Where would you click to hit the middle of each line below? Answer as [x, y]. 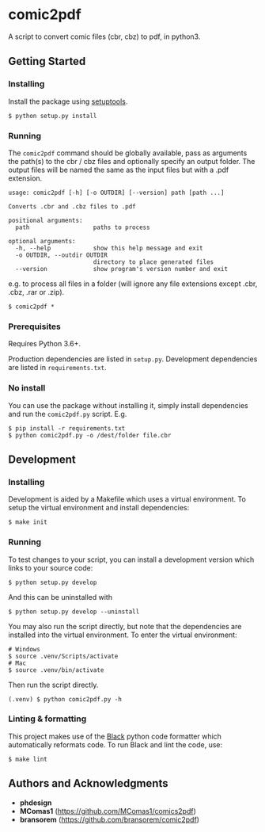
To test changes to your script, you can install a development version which [131, 559]
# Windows [25, 649]
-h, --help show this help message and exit [109, 248]
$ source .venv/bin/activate [56, 670]
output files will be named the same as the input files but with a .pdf [119, 170]
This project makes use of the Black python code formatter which [115, 736]
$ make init [28, 522]
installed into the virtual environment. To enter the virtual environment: [123, 635]
